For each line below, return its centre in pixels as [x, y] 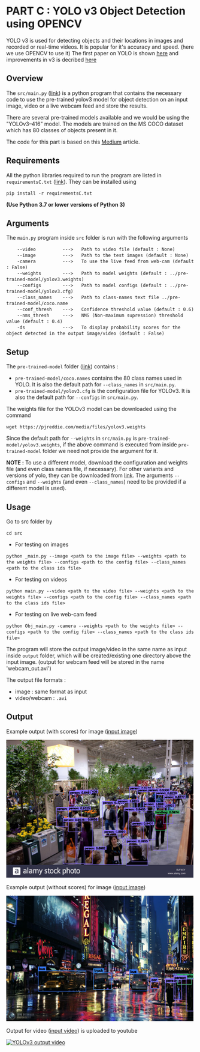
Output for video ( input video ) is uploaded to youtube [72, 1030]
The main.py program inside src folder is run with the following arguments [97, 238]
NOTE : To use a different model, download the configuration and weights [97, 463]
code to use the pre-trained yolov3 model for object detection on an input [97, 99]
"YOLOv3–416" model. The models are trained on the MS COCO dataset [95, 124]
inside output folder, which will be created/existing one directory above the [99, 655]
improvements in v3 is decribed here [51, 59]
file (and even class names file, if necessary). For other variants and [90, 469]
